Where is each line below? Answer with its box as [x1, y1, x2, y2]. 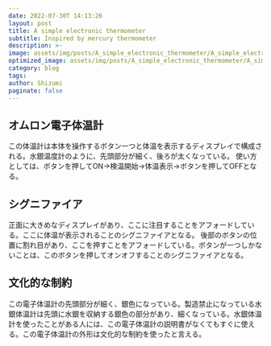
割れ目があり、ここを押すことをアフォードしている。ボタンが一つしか [22, 241, 256, 249]
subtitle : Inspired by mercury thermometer [8, 34, 157, 43]
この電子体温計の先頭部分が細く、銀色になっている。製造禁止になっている [8, 299, 256, 308]
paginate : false [8, 86, 63, 95]
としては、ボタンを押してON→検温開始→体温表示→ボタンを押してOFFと [8, 162, 250, 171]
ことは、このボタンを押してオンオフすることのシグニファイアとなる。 [15, 250, 248, 260]
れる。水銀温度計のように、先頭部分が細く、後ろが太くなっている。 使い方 [8, 151, 257, 161]
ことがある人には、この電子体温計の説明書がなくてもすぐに [43, 319, 241, 328]
